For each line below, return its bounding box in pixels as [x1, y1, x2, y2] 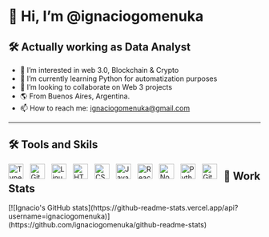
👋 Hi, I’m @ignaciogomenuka [8, 7, 204, 26]
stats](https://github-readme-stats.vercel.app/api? [71, 203, 239, 213]
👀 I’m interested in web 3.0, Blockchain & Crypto [19, 66, 179, 74]
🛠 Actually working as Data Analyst [8, 40, 191, 54]
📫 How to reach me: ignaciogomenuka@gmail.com [19, 103, 191, 113]
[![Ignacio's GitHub [8, 203, 70, 213]
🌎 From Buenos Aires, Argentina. [19, 91, 130, 101]
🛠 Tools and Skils [8, 138, 98, 151]
